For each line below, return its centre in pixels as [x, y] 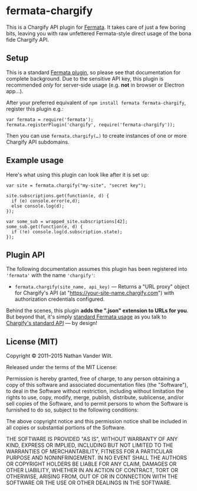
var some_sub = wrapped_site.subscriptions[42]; [67, 221]
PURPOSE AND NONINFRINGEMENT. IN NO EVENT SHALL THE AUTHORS [97, 458]
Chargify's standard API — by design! [52, 323]
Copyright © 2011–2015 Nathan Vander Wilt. [60, 356]
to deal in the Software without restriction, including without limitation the [95, 391]
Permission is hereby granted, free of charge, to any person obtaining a [93, 379]
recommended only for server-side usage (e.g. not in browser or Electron [95, 85]
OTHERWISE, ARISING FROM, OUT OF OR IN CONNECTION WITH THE [92, 477]
